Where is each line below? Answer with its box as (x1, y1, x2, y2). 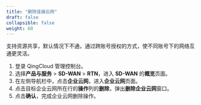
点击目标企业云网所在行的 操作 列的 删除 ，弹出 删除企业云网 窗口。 (14, 85, 172, 92)
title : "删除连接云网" (6, 8, 57, 15)
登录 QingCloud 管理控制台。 (14, 63, 87, 70)
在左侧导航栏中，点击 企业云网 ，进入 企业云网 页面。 (14, 78, 141, 85)
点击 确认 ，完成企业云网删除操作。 (14, 92, 99, 100)
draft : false (6, 14, 39, 20)
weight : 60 (6, 25, 33, 32)
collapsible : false (6, 20, 55, 26)
